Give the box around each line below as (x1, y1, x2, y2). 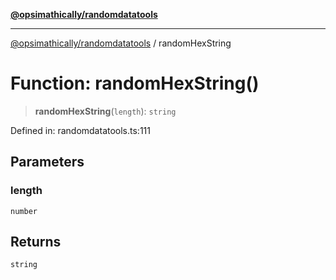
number (10, 206, 38, 216)
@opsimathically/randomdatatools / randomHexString (10, 37, 232, 49)
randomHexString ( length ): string (34, 105, 177, 117)
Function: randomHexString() (10, 72, 260, 95)
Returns (10, 234, 62, 251)
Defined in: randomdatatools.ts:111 (10, 124, 151, 136)
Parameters (10, 154, 85, 171)
